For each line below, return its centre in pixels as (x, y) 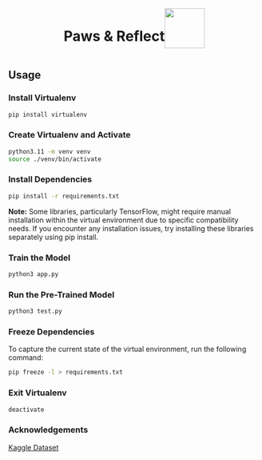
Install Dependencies (50, 179)
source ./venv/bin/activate (55, 159)
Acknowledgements (48, 430)
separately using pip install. (53, 237)
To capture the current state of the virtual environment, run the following (127, 349)
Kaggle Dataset (34, 447)
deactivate (26, 410)
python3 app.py (34, 274)
